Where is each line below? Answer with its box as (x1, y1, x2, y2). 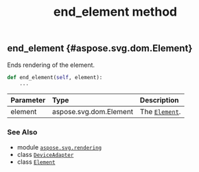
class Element (16, 158, 56, 166)
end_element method (54, 4, 177, 20)
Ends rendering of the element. (7, 61, 95, 69)
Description (139, 96, 180, 105)
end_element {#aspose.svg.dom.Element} (7, 42, 193, 55)
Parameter (10, 96, 46, 105)
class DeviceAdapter (16, 150, 74, 158)
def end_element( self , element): (7, 74, 103, 81)
